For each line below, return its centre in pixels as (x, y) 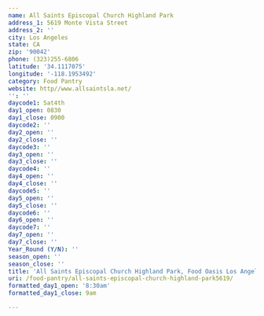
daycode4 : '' (29, 169)
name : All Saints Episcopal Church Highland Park (91, 15)
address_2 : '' (31, 30)
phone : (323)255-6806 (44, 60)
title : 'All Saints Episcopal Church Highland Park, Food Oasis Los (123, 271)
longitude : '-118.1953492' (52, 74)
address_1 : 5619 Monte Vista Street (68, 23)
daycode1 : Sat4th (37, 103)
